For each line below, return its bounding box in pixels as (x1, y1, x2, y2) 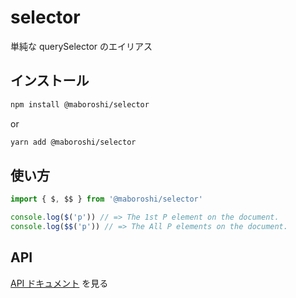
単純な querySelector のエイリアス (10, 40, 153, 52)
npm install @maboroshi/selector (10, 99, 150, 110)
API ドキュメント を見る (10, 277, 109, 289)
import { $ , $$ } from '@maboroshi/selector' (10, 194, 203, 205)
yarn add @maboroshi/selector (10, 137, 137, 147)
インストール (10, 72, 90, 90)
